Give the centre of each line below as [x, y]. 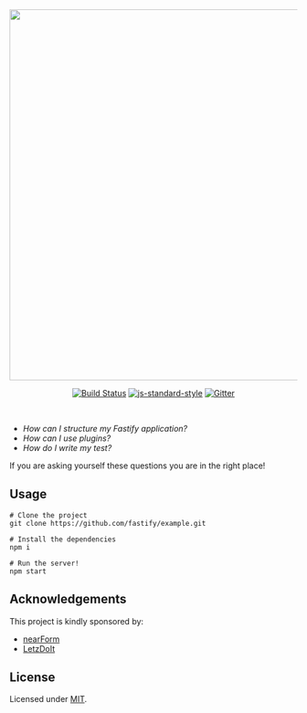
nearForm [41, 639]
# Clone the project [49, 515]
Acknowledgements [68, 599]
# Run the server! [44, 563]
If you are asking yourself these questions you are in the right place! [138, 466]
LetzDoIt [39, 648]
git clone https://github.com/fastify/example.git [108, 523]
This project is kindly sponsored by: [77, 621]
